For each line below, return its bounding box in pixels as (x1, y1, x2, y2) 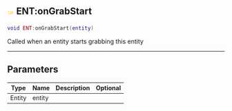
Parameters (7, 63, 59, 75)
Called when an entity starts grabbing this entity (7, 37, 144, 46)
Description (55, 84, 90, 92)
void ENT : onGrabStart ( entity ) (7, 24, 95, 32)
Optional (95, 84, 122, 92)
